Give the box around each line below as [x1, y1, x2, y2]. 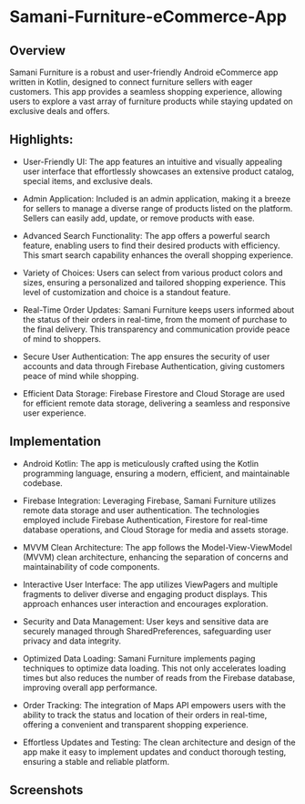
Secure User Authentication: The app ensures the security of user [22, 351, 270, 362]
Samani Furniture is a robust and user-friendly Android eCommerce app [9, 67, 279, 77]
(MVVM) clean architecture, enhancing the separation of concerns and [22, 551, 289, 562]
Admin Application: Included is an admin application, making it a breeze [22, 193, 291, 204]
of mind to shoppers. [22, 333, 102, 344]
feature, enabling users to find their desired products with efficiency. [22, 240, 280, 251]
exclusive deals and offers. [9, 106, 111, 116]
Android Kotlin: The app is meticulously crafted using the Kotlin [22, 458, 259, 469]
